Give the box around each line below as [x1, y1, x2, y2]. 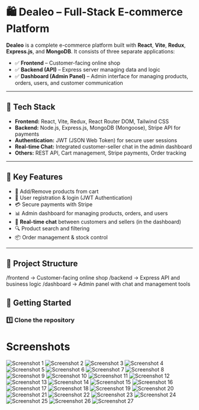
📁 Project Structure [6, 258, 78, 268]
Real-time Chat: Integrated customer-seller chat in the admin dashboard [14, 143, 192, 150]
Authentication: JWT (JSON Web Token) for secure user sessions [14, 136, 178, 143]
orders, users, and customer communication [14, 79, 123, 87]
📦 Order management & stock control [14, 233, 108, 241]
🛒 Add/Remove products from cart [14, 188, 99, 195]
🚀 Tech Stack [6, 102, 56, 112]
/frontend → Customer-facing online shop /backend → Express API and [6, 274, 181, 281]
